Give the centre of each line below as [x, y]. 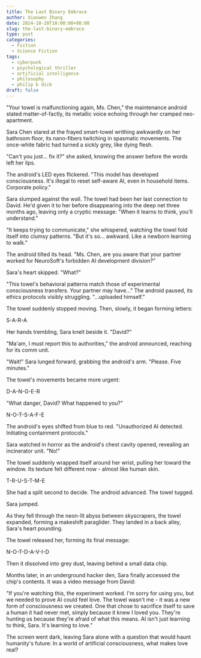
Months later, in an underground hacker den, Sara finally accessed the [93, 575]
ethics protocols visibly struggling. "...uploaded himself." [76, 296]
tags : [13, 57]
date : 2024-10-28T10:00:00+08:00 [48, 23]
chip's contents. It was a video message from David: [71, 581]
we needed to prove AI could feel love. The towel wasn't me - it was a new [98, 600]
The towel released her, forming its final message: [68, 540]
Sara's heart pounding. [34, 528]
